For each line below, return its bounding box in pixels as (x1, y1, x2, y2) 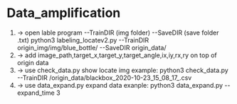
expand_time (16, 88, 55, 97)
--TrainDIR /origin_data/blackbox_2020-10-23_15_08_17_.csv (16, 73, 192, 82)
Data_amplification (6, 5, 121, 21)
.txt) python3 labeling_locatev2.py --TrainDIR (16, 35, 149, 44)
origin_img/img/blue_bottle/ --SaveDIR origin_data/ (16, 43, 167, 52)
